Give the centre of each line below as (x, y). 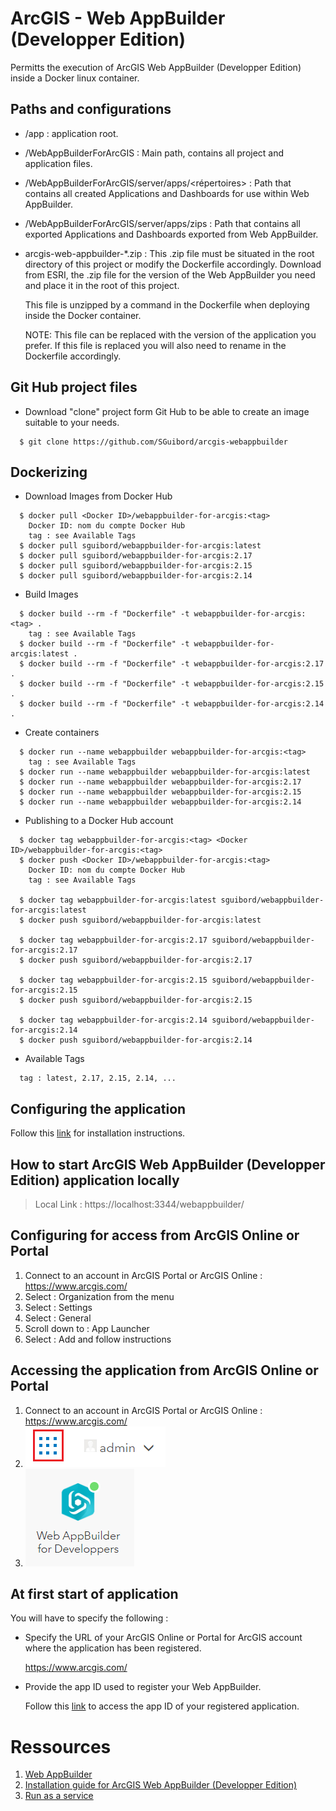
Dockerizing (49, 472)
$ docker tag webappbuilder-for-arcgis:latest (118, 900)
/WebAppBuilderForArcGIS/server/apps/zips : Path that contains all (162, 223)
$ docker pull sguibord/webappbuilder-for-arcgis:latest (140, 546)
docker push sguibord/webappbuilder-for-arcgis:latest (145, 920)
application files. (58, 163)
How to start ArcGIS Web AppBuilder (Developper (168, 1164)
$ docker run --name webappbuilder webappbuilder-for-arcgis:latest (165, 772)
